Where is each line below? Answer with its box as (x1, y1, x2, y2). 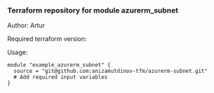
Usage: (7, 48, 28, 57)
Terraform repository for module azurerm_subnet (7, 6, 178, 15)
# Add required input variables (13, 74, 108, 81)
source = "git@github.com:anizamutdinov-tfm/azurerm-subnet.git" (13, 68, 208, 75)
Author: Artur (7, 22, 45, 30)
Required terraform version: (7, 35, 87, 43)
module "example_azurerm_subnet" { (7, 62, 111, 69)
